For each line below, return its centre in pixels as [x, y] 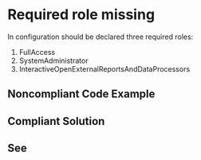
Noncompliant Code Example [81, 94]
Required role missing [81, 15]
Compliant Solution [56, 121]
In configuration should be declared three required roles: [100, 37]
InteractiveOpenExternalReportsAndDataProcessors [104, 68]
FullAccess [37, 52]
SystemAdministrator [53, 60]
